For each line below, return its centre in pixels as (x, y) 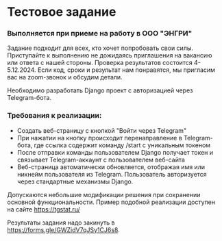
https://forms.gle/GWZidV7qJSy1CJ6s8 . (63, 229)
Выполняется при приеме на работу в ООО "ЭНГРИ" (100, 34)
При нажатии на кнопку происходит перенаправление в (100, 138)
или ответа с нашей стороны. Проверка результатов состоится (100, 63)
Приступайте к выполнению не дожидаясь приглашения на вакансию (110, 55)
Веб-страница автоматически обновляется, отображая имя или (111, 167)
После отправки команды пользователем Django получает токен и (115, 152)
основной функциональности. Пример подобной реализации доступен (111, 202)
